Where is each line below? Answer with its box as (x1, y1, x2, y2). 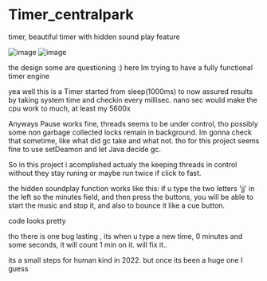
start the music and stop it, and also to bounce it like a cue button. (8, 201, 226, 210)
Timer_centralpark (8, 6, 134, 24)
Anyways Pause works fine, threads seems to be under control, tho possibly (8, 119, 259, 128)
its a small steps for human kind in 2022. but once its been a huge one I (8, 255, 243, 264)
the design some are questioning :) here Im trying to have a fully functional (8, 62, 253, 72)
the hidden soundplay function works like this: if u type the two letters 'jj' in (8, 183, 255, 193)
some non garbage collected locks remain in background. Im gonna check (8, 127, 253, 137)
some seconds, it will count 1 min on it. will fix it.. (8, 240, 168, 249)
